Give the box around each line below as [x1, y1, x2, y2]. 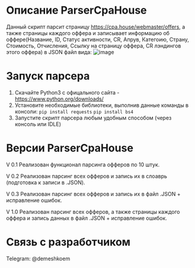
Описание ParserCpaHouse [6, 4, 147, 17]
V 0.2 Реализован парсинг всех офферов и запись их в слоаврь [6, 172, 168, 179]
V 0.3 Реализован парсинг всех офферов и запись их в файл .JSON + [6, 190, 181, 197]
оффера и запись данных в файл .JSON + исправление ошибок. [6, 215, 167, 222]
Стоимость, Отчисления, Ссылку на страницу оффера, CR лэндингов [6, 42, 181, 49]
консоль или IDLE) [14, 120, 61, 128]
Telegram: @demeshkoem [6, 255, 71, 262]
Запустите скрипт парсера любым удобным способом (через [14, 114, 172, 121]
